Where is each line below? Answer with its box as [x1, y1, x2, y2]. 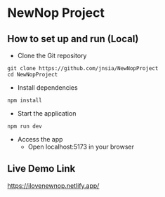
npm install [7, 97, 42, 104]
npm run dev [7, 123, 42, 130]
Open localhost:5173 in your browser [27, 142, 135, 151]
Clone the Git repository [17, 51, 87, 60]
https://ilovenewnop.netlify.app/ [7, 181, 100, 190]
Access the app [17, 135, 63, 143]
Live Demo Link [7, 163, 76, 175]
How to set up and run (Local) [7, 33, 139, 45]
